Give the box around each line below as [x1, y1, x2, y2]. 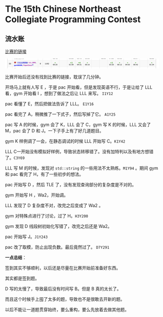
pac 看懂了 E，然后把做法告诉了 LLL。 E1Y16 [5, 100, 94, 106]
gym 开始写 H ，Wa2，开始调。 [5, 192, 68, 198]
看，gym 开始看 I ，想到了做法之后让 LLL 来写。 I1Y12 [5, 90, 113, 96]
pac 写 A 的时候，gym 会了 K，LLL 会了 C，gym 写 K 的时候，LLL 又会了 [5, 122, 151, 127]
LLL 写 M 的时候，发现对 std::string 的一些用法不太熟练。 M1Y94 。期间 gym [5, 165, 159, 171]
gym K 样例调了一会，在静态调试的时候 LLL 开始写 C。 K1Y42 [5, 138, 125, 144]
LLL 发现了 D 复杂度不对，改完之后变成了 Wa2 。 [5, 202, 103, 208]
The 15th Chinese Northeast [5, 3, 121, 15]
